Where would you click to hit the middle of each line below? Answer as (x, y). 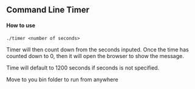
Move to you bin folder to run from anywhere (62, 79)
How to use (21, 25)
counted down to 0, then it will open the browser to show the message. (95, 56)
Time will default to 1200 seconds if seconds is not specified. (83, 68)
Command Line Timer (48, 10)
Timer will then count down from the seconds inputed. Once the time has (98, 49)
